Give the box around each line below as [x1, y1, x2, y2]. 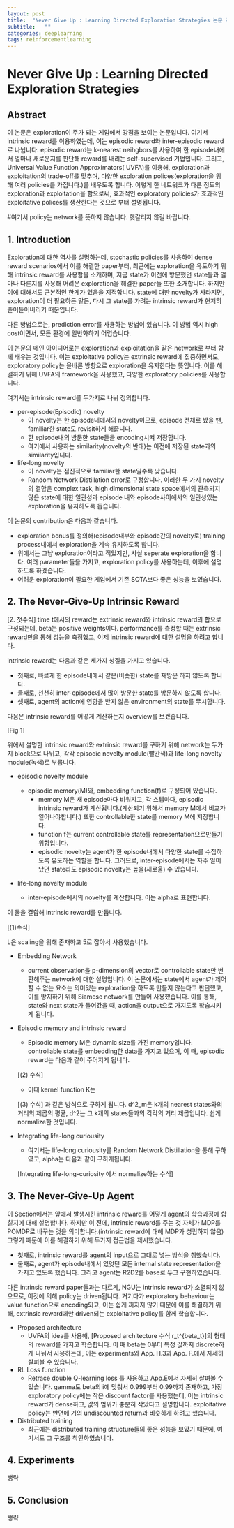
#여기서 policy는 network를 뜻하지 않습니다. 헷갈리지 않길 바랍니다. [7, 213, 192, 221]
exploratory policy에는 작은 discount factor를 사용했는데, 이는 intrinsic [27, 1391, 224, 1400]
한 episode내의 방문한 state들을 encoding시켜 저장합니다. [27, 433, 187, 441]
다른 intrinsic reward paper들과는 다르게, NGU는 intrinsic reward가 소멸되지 [7, 1283, 217, 1291]
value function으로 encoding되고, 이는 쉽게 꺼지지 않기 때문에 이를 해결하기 [7, 1300, 214, 1309]
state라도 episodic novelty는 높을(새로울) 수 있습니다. [51, 865, 199, 873]
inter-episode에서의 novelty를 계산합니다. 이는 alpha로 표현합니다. [27, 893, 211, 902]
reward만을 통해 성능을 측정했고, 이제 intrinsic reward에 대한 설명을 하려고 [7, 633, 211, 641]
